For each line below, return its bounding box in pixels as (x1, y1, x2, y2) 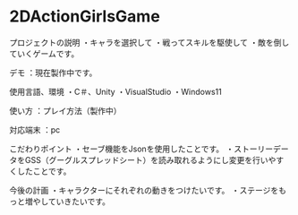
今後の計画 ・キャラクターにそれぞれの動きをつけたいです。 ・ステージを (9, 185, 279, 195)
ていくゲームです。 (9, 47, 80, 59)
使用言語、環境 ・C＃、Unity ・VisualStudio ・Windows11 (9, 86, 222, 97)
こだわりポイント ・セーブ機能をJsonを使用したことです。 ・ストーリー (9, 143, 274, 154)
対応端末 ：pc (9, 124, 61, 135)
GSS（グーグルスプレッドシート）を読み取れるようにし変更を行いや (24, 154, 277, 165)
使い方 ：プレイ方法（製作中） (9, 105, 122, 116)
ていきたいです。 (47, 195, 110, 207)
